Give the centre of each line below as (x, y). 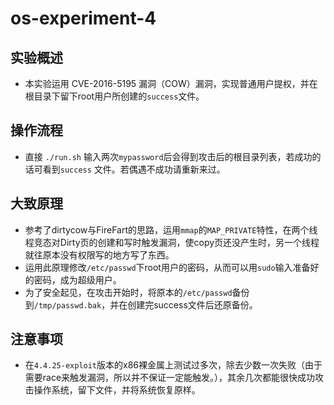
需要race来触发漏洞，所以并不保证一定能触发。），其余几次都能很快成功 (170, 378)
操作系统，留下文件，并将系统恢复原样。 (117, 390)
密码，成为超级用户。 (77, 279)
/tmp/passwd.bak (67, 305)
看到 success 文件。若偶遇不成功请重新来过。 (134, 169)
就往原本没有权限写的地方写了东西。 (99, 254)
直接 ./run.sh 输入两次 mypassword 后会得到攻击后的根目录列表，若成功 (168, 156)
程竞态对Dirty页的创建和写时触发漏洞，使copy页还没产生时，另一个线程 (172, 242)
